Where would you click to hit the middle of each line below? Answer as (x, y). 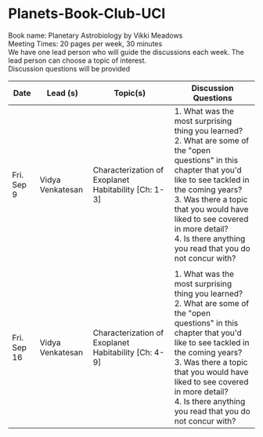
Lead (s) (62, 93)
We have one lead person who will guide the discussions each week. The (126, 52)
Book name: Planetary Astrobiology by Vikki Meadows (95, 35)
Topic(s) (130, 93)
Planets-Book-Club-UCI (87, 14)
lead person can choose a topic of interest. (77, 60)
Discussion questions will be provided (69, 68)
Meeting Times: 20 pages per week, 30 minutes (85, 43)
